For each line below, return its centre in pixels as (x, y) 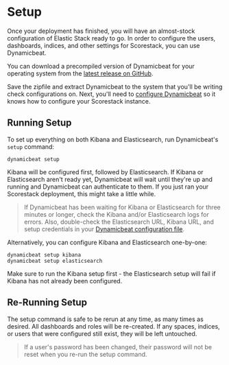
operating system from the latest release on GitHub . (80, 73)
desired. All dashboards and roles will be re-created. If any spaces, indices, (114, 326)
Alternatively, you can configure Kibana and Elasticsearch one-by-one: (107, 242)
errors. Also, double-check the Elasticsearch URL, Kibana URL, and (119, 222)
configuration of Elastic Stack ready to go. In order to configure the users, (111, 38)
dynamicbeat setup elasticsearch (55, 261)
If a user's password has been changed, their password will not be (118, 346)
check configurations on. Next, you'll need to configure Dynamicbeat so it (111, 94)
